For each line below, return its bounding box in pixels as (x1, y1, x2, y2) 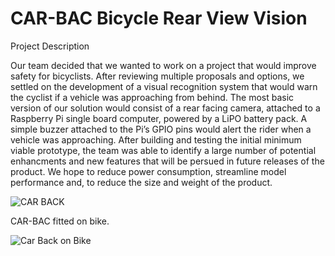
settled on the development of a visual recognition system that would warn (10, 80, 318, 92)
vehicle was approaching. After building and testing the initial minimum (10, 133, 302, 146)
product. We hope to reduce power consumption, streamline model (10, 165, 287, 177)
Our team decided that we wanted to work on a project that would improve (10, 59, 317, 71)
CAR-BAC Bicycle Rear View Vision (10, 7, 308, 30)
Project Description (10, 40, 90, 52)
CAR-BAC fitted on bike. (10, 215, 110, 227)
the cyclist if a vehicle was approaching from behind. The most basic (10, 91, 295, 103)
